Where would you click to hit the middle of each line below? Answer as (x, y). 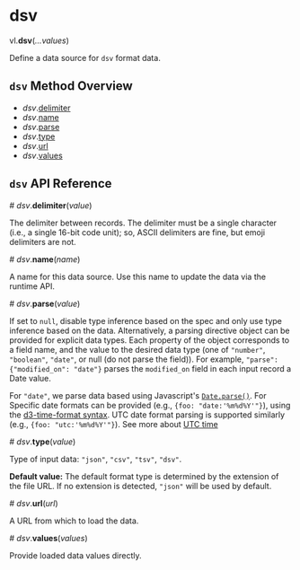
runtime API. (32, 286)
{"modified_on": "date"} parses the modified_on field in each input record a (150, 368)
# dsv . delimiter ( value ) (51, 205)
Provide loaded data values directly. (75, 555)
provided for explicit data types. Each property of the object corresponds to (150, 340)
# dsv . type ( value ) (43, 442)
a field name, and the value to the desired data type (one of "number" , (137, 349)
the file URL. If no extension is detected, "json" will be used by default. (141, 486)
